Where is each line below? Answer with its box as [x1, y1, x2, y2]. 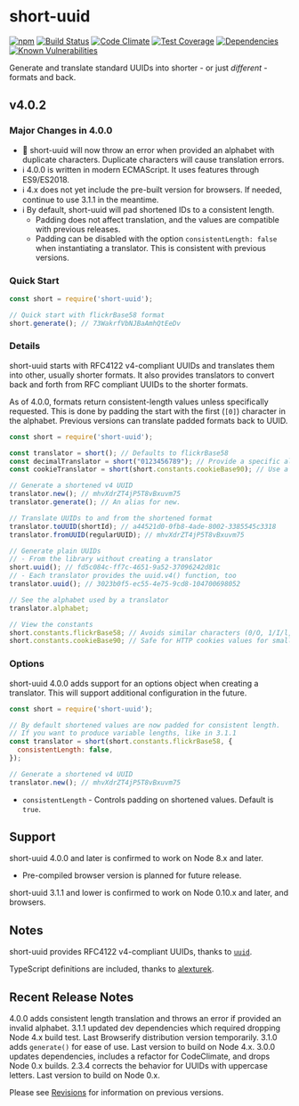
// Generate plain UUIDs [9, 546, 101, 556]
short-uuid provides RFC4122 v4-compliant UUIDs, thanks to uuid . [9, 947, 253, 957]
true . [21, 803, 42, 814]
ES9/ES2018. [21, 174, 69, 184]
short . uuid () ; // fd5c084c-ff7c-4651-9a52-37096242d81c [9, 563, 221, 572]
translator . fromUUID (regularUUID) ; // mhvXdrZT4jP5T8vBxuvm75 [9, 530, 245, 540]
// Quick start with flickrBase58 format [9, 310, 166, 320]
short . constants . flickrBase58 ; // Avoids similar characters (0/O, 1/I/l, [9, 628, 293, 638]
